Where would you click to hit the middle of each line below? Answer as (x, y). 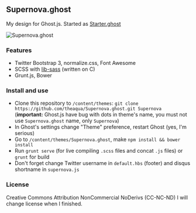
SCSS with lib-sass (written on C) (55, 69)
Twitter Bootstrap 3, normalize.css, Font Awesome (75, 63)
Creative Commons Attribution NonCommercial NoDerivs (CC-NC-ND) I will (97, 197)
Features (19, 50)
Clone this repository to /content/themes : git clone (76, 103)
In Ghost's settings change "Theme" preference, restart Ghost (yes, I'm (101, 127)
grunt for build (32, 157)
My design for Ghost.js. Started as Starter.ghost (63, 23)
